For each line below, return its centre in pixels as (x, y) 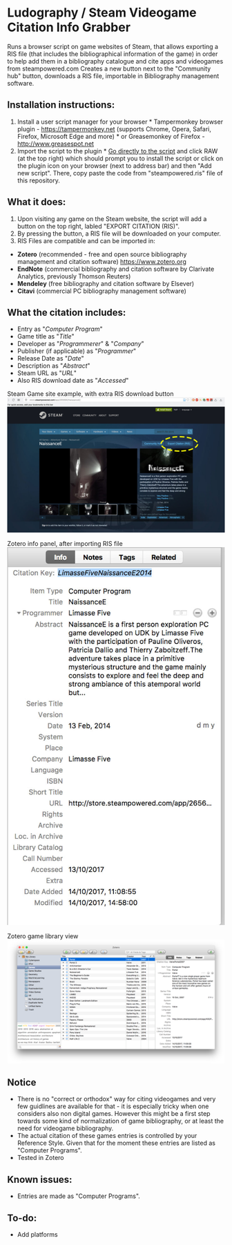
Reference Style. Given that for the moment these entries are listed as (116, 1143)
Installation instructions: (61, 105)
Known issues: (40, 1179)
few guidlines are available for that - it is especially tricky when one (113, 1106)
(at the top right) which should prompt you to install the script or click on (120, 158)
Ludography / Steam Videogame (102, 13)
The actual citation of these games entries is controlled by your (107, 1136)
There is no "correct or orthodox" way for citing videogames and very (116, 1099)
